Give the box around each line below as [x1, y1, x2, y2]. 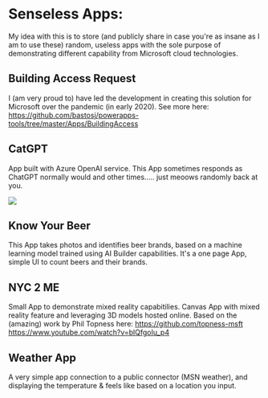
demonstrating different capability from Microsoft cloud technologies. [8, 48, 238, 58]
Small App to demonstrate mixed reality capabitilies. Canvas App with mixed [8, 302, 260, 312]
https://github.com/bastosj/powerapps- [8, 110, 139, 120]
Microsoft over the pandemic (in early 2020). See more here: [8, 101, 209, 111]
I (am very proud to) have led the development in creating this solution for [8, 93, 252, 103]
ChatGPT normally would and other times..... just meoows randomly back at [8, 172, 258, 182]
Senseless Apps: [8, 5, 124, 23]
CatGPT [8, 142, 48, 156]
